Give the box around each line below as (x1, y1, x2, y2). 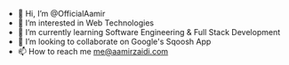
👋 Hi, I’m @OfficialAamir (17, 9, 106, 18)
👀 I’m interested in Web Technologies (17, 18, 154, 28)
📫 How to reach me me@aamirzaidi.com (17, 47, 169, 56)
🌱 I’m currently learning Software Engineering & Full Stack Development (17, 27, 281, 37)
